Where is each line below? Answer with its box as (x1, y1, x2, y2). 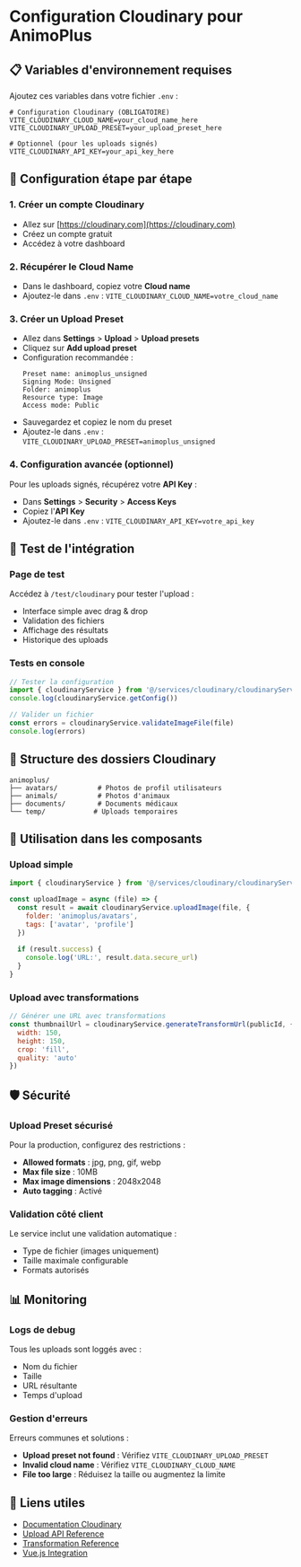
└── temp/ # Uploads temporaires (9, 806, 178, 816)
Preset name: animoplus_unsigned (21, 370, 148, 379)
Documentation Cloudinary (21, 1519, 123, 1530)
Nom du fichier (21, 1361, 78, 1372)
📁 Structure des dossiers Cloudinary (9, 752, 217, 767)
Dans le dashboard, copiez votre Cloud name (21, 280, 191, 291)
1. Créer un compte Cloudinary (9, 198, 145, 211)
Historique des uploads (21, 635, 109, 646)
